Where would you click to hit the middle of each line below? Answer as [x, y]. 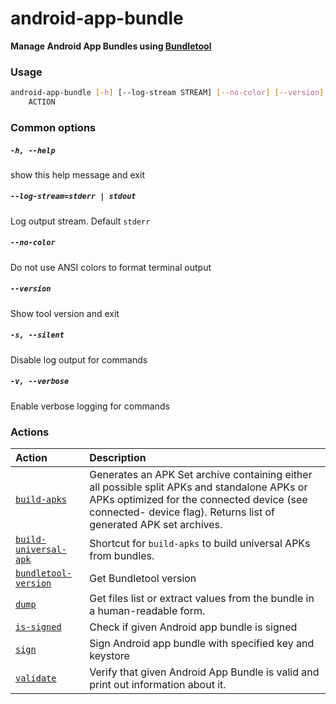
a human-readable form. [147, 611]
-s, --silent [37, 335]
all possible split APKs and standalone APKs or [198, 487]
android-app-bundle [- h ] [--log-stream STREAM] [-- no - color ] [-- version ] [167, 93]
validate [36, 678]
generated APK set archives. [156, 525]
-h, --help [33, 150]
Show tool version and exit [65, 313]
